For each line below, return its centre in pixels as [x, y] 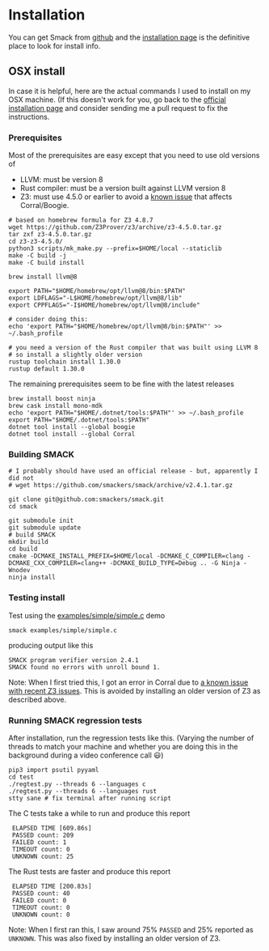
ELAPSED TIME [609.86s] [52, 828]
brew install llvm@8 [43, 277]
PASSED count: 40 [41, 893]
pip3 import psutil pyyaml [54, 770]
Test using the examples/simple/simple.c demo [87, 615]
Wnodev [19, 571]
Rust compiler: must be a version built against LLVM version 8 [123, 189]
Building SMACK [42, 454]
